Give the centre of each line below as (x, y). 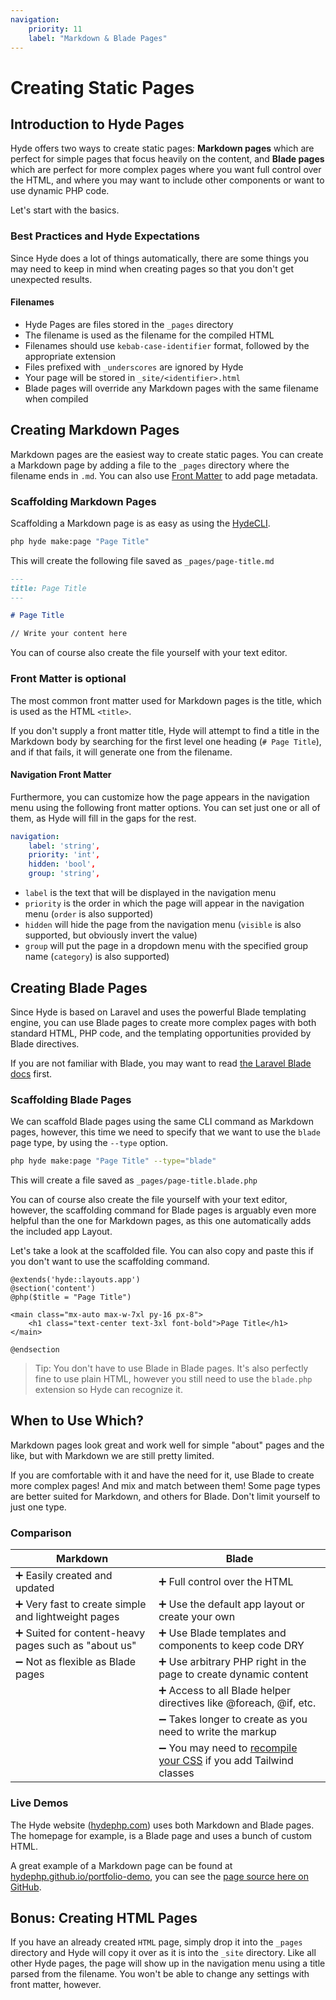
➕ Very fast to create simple (81, 1604)
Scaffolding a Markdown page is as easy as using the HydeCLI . (140, 523)
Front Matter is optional (68, 679)
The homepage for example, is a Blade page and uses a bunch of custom (161, 1835)
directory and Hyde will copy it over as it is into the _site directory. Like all (163, 1953)
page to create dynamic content (233, 1674)
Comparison (41, 1533)
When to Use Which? (77, 1421)
